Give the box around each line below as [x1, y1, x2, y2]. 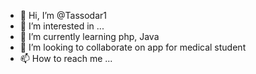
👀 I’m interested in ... [19, 20, 105, 32]
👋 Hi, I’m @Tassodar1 [19, 10, 107, 21]
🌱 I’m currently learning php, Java [19, 31, 160, 42]
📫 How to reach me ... [19, 53, 113, 64]
